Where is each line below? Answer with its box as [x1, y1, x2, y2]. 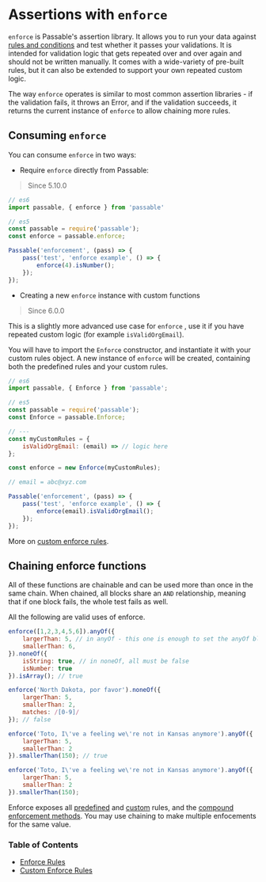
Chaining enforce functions [8, 559, 146, 572]
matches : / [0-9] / [22, 709, 80, 717]
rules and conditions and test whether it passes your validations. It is [8, 40, 232, 49]
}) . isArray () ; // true [8, 671, 83, 680]
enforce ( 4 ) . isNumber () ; [36, 261, 115, 269]
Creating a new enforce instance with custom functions [19, 291, 200, 300]
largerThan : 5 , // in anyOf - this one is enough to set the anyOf [22, 635, 249, 643]
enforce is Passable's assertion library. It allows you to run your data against [8, 32, 256, 41]
